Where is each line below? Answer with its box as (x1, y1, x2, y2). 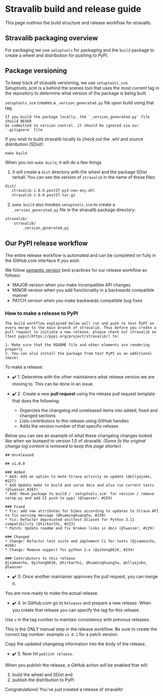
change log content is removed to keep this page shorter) (5, 443, 121, 449)
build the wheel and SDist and (12, 671, 73, 677)
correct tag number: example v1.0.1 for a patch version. (5, 631, 118, 637)
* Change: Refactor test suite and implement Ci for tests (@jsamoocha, (5, 539, 157, 543)
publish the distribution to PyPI (12, 677, 74, 683)
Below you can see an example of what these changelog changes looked (5, 432, 153, 439)
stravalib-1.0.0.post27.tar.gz (11, 193, 76, 198)
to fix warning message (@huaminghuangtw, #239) (5, 513, 106, 518)
